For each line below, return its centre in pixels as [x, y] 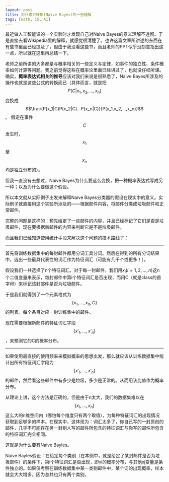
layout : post [19, 10]
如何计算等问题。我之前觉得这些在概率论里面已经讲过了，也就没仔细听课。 [87, 70]
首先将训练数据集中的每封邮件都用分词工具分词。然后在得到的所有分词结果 [82, 253]
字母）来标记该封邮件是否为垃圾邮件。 [45, 284]
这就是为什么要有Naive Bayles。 [38, 445]
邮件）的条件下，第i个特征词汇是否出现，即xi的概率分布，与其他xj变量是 [84, 462]
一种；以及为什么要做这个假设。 [38, 186]
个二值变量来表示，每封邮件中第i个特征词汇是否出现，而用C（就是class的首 [83, 277]
